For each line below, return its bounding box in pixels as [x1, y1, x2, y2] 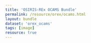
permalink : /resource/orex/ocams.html [5, 12, 86, 17]
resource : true [5, 30, 37, 35]
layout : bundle [5, 16, 37, 21]
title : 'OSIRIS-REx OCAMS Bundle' [5, 7, 77, 12]
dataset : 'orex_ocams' [5, 21, 52, 26]
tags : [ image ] [5, 26, 35, 31]
